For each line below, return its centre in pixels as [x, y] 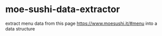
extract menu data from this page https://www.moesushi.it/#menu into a [81, 23]
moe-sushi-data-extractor [63, 9]
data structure [20, 28]
